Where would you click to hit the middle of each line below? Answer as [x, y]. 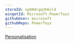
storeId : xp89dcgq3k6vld [31, 9]
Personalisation [21, 37]
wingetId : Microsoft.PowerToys [37, 14]
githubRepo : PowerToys [28, 23]
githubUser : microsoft [28, 18]
